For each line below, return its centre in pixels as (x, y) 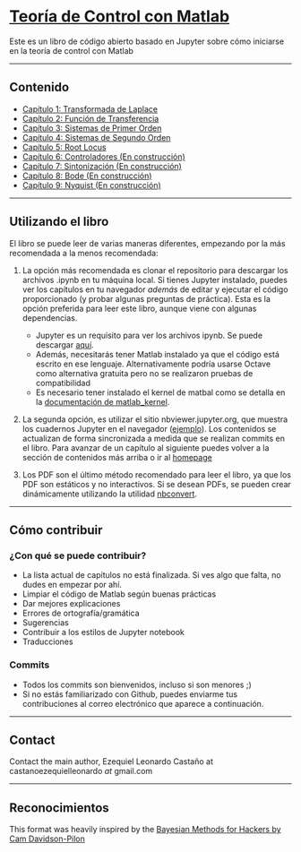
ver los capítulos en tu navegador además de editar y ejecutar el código (155, 289)
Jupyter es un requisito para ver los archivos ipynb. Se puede (149, 335)
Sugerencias (45, 623)
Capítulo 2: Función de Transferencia (90, 118)
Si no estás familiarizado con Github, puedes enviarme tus (130, 694)
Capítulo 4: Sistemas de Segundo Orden (96, 137)
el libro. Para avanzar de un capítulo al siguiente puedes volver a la (146, 448)
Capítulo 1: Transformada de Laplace (90, 108)
